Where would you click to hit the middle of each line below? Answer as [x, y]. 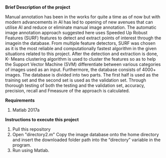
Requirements [20, 100]
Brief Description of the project [38, 7]
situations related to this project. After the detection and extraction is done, [82, 54]
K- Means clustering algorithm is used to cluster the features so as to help [81, 59]
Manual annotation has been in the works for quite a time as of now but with [83, 17]
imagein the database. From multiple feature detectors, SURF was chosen [81, 43]
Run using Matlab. [31, 150]
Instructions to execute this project [42, 119]
